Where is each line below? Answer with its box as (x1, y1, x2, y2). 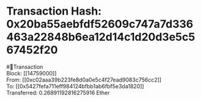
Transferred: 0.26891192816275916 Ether (6, 89, 110, 96)
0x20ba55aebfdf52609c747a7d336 (6, 17, 194, 31)
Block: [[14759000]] (6, 69, 57, 77)
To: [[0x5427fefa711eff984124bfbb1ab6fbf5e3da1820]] (6, 82, 145, 89)
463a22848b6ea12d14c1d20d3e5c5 (6, 30, 196, 44)
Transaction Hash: (6, 4, 102, 18)
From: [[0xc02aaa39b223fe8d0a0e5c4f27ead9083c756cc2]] (6, 76, 162, 83)
